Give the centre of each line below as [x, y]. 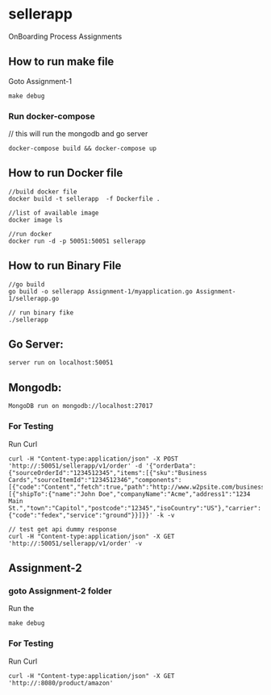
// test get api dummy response [63, 529]
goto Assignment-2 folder [60, 591]
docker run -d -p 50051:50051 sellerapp [77, 241]
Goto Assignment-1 [40, 81]
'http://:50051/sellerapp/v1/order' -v [75, 543]
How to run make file [61, 62]
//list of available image [54, 213]
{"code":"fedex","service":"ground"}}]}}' [81, 515]
